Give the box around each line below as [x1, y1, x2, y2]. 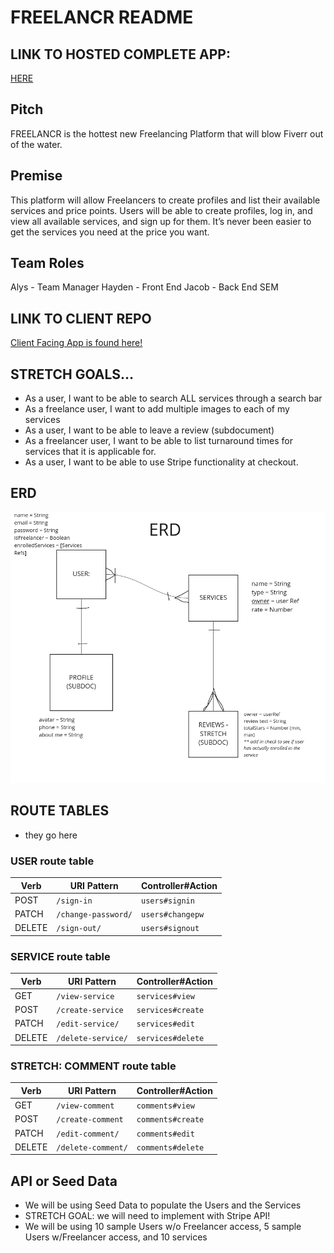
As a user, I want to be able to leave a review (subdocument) [24, 424, 275, 436]
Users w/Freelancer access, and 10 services [24, 1231, 208, 1243]
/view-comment [56, 1101, 115, 1111]
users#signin [141, 896, 195, 906]
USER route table [10, 854, 95, 868]
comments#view [136, 1101, 195, 1111]
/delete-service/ [56, 1033, 128, 1043]
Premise [10, 167, 63, 185]
